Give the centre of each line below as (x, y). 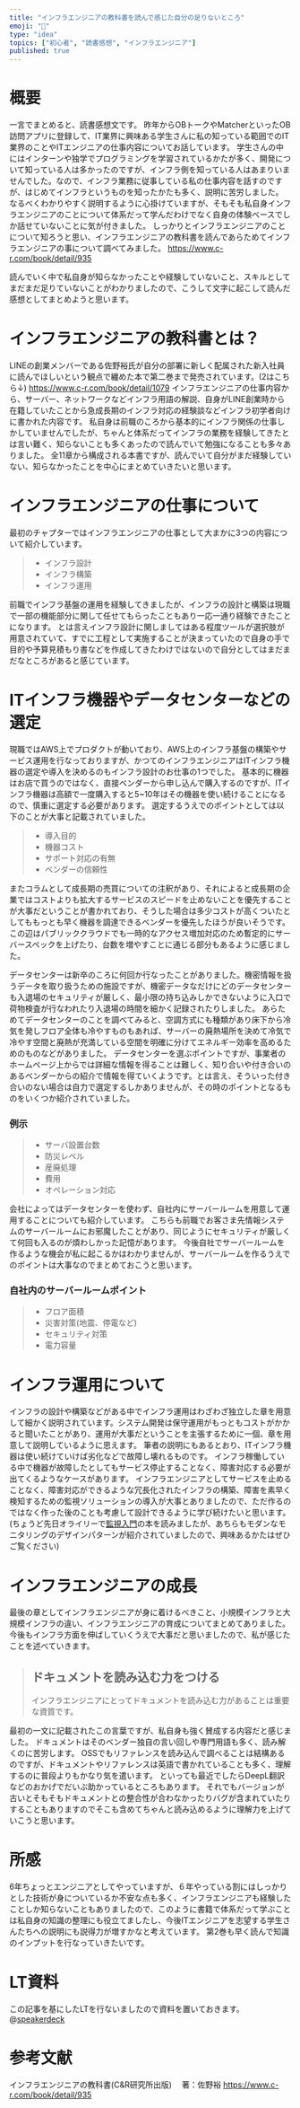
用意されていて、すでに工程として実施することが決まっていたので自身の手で (150, 637)
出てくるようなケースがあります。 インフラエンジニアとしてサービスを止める (151, 1479)
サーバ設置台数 (72, 1145)
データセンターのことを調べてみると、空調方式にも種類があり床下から (154, 1019)
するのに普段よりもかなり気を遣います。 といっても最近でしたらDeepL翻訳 (147, 1776)
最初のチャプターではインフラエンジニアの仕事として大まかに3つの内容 (141, 532)
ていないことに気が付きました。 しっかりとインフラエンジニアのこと (159, 226)
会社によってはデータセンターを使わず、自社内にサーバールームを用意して (146, 1209)
